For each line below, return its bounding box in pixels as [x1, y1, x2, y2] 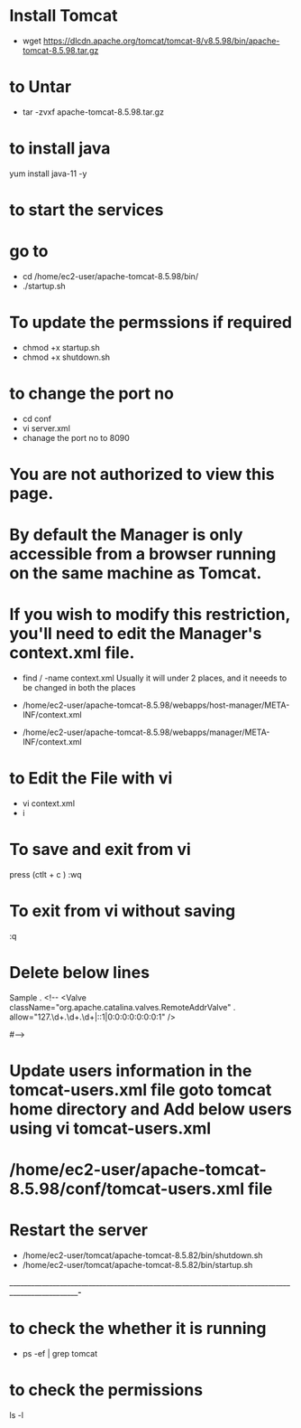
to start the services [9, 200, 164, 220]
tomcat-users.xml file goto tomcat [9, 1080, 272, 1101]
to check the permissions [9, 1380, 204, 1401]
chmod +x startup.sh [22, 342, 101, 352]
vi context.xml [22, 798, 75, 809]
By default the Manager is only [9, 525, 243, 545]
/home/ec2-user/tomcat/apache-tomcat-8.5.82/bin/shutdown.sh [22, 1250, 263, 1261]
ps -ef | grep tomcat [22, 1348, 97, 1359]
